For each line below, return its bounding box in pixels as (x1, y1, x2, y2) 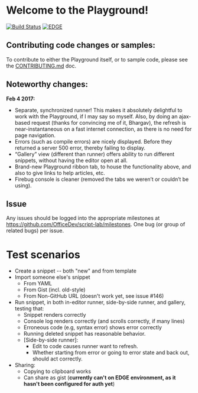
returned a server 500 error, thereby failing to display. (14, 144, 146, 151)
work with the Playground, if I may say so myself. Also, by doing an (14, 113, 178, 120)
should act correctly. (32, 355, 83, 362)
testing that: (14, 305, 44, 312)
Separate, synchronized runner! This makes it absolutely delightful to (14, 106, 183, 113)
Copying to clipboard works (23, 368, 92, 375)
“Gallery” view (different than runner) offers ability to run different (14, 150, 175, 157)
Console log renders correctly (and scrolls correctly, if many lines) (23, 317, 185, 325)
